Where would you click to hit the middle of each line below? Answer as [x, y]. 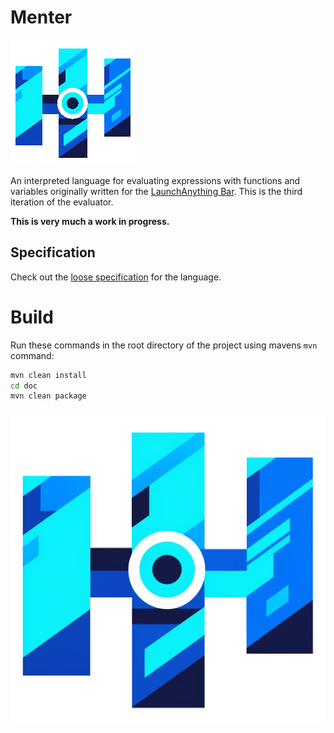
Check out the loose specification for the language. [116, 277]
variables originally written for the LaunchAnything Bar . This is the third [156, 191]
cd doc [24, 386]
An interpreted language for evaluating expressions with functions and [155, 180]
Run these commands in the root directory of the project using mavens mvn [164, 345]
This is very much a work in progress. [90, 221]
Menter [41, 17]
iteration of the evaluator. [62, 202]
